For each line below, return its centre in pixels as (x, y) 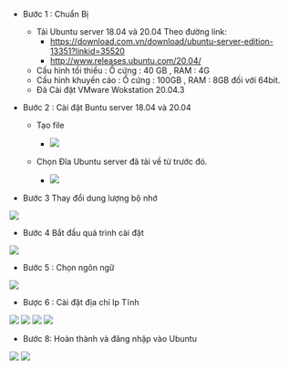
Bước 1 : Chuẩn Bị (56, 14)
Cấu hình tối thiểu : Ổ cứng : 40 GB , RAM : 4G (123, 70)
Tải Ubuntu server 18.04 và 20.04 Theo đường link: (132, 31)
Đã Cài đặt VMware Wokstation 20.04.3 (110, 90)
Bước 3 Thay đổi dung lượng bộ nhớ (90, 198)
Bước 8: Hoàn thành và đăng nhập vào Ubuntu (110, 339)
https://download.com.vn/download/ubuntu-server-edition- (161, 41)
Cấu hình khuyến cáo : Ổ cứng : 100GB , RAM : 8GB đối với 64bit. (158, 80)
